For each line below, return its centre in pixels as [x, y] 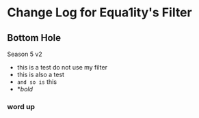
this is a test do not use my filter [62, 67]
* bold [25, 89]
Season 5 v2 [25, 54]
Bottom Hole [34, 38]
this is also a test [41, 74]
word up [21, 106]
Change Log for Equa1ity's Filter [100, 13]
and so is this [37, 82]
